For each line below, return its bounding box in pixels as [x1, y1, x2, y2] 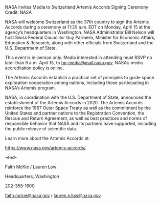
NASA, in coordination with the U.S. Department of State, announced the [5, 94, 152, 100]
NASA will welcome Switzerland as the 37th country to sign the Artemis [5, 19, 149, 25]
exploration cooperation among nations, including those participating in [5, 80, 149, 86]
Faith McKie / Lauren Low [5, 164, 57, 170]
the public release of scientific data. [5, 126, 77, 132]
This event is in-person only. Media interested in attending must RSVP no [5, 55, 153, 60]
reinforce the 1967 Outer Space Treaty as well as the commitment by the [5, 105, 151, 111]
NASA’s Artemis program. [5, 85, 56, 90]
